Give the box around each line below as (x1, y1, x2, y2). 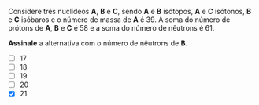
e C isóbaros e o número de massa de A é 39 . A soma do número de (8, 15, 231, 24)
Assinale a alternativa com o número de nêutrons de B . (8, 38, 187, 48)
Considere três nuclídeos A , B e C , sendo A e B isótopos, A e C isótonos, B (8, 7, 252, 16)
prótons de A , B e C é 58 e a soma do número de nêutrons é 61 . (8, 24, 215, 32)
